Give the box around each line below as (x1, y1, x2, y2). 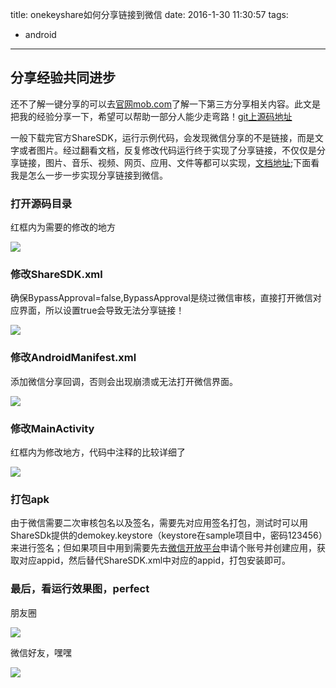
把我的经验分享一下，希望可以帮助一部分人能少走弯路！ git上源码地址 (10, 110, 293, 122)
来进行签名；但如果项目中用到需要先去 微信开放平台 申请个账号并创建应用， (10, 542, 317, 554)
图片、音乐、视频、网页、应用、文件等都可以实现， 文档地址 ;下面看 (44, 156, 320, 168)
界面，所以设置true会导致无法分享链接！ (18, 304, 185, 317)
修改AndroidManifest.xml (10, 351, 137, 365)
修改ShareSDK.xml (10, 268, 103, 282)
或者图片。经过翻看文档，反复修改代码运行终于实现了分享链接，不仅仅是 (18, 144, 317, 156)
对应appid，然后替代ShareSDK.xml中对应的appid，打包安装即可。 (18, 554, 292, 567)
